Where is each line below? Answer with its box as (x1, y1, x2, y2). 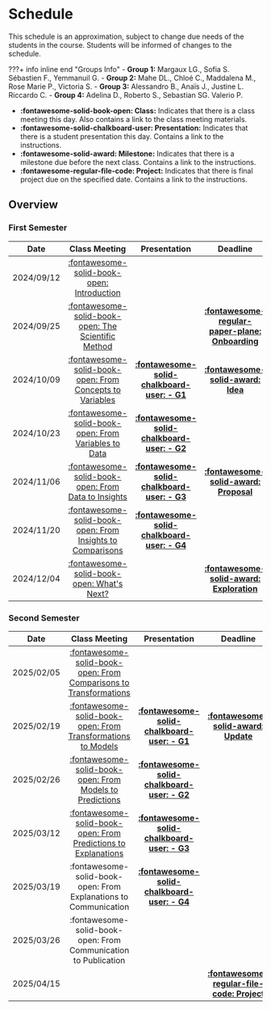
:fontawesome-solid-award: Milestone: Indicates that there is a (19, 149, 236, 158)
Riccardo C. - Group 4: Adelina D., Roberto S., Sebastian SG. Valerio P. (8, 90, 244, 99)
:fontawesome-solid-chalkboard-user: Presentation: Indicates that (19, 123, 248, 133)
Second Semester (8, 612, 81, 623)
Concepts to (74, 384, 121, 395)
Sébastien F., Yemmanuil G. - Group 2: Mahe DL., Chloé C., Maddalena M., (8, 73, 256, 82)
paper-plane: (208, 325, 262, 336)
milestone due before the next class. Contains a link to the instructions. (19, 157, 256, 166)
